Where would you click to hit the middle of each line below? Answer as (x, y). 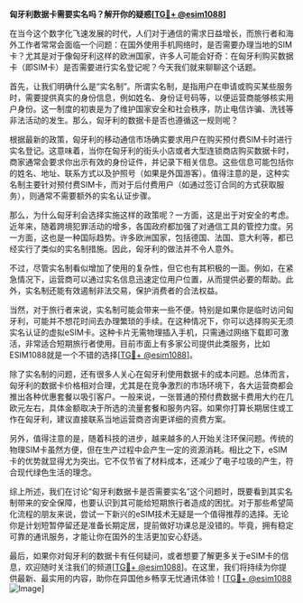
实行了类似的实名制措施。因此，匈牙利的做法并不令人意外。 (128, 249)
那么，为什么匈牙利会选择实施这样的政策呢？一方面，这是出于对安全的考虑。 (151, 215)
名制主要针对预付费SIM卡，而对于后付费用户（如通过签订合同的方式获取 (143, 185)
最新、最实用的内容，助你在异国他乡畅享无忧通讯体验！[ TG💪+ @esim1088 (154, 578)
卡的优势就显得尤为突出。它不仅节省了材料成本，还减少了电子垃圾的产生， (147, 461)
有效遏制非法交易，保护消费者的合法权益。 (143, 291)
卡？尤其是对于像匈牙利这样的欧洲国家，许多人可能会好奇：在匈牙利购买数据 (151, 56)
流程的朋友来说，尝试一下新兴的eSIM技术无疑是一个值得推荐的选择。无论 (153, 514)
